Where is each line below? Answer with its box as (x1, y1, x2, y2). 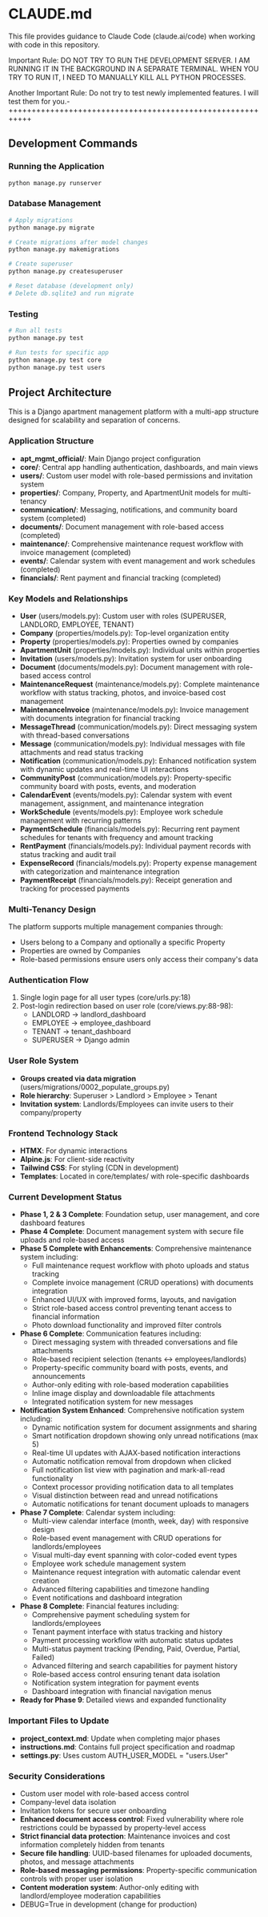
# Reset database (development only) (8, 282, 134, 290)
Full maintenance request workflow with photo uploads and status (31, 1260, 250, 1271)
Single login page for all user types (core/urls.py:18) (19, 993, 191, 1002)
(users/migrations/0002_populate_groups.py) (19, 1082, 170, 1091)
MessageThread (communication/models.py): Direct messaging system (19, 722, 258, 731)
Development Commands (8, 137, 138, 151)
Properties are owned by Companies (19, 946, 142, 956)
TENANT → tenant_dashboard (31, 1027, 131, 1037)
